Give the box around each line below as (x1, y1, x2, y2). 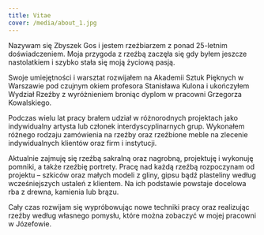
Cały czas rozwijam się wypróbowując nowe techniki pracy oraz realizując (8, 202, 251, 211)
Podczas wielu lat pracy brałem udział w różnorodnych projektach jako (8, 113, 239, 122)
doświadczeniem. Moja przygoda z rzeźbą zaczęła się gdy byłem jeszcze (8, 49, 247, 58)
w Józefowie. (8, 218, 52, 229)
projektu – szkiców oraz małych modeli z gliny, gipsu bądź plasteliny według (8, 170, 257, 180)
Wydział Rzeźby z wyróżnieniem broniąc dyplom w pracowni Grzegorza (8, 89, 243, 99)
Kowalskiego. (8, 98, 52, 107)
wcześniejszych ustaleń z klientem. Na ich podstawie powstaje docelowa (8, 178, 247, 188)
